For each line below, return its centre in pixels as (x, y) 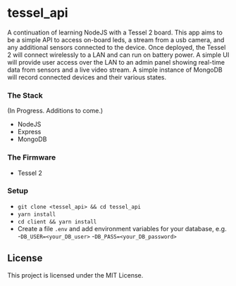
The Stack (25, 95)
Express (29, 132)
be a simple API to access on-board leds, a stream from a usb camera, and (116, 39)
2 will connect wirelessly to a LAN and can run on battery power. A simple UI (118, 55)
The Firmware (32, 157)
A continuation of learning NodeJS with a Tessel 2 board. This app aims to (115, 32)
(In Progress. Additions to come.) (55, 111)
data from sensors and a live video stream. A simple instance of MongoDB (115, 70)
